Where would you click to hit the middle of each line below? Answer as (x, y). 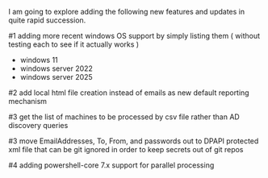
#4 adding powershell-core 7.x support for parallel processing (111, 165)
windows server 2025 (56, 77)
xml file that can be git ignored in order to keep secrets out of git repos (126, 149)
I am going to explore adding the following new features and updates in (126, 12)
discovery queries (38, 125)
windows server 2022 (56, 68)
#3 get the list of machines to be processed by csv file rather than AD (124, 117)
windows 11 (39, 60)
